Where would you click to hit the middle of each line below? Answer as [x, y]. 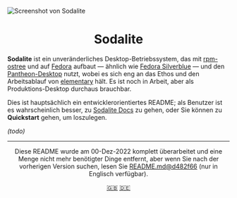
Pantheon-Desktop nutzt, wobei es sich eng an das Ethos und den [103, 73]
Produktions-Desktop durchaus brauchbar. [69, 89]
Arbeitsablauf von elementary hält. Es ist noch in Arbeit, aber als [101, 81]
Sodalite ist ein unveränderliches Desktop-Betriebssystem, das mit [105, 58]
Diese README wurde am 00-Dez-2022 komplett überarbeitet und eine [119, 151]
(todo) [16, 131]
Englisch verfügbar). [119, 173]
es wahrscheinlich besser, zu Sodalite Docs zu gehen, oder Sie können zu [115, 110]
